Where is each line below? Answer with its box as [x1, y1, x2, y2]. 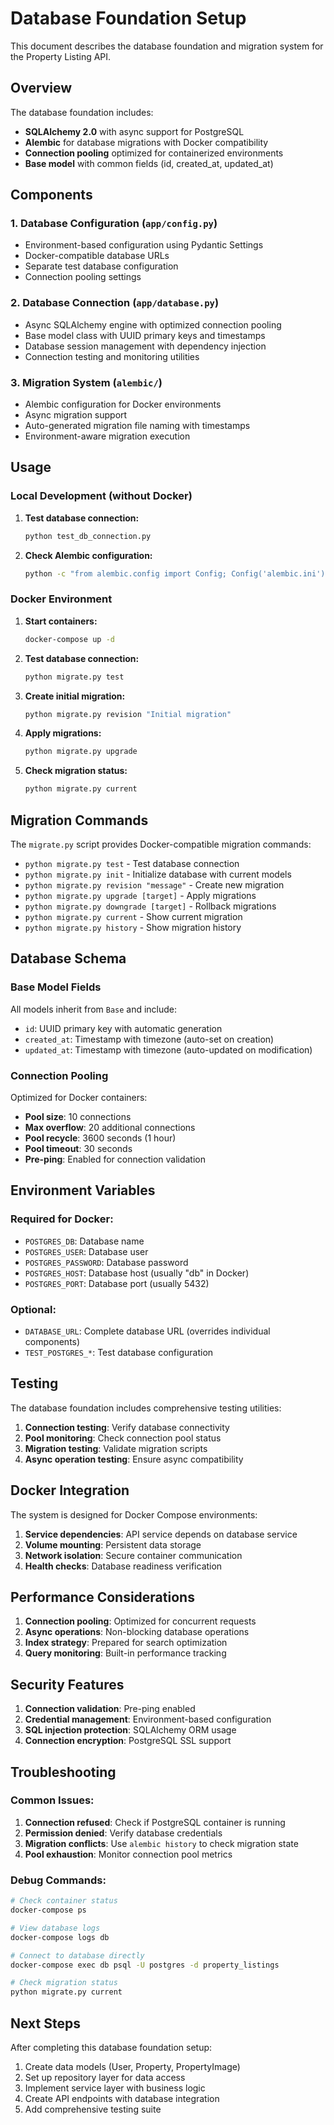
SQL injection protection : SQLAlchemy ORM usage [24, 1724, 237, 1736]
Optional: [10, 1302, 57, 1316]
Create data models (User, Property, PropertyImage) [24, 2060, 241, 2072]
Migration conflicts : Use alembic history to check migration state [24, 1837, 299, 1849]
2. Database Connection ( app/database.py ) [10, 296, 220, 310]
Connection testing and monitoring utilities [24, 350, 200, 362]
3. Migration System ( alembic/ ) [10, 375, 163, 389]
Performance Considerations [10, 1588, 195, 1606]
